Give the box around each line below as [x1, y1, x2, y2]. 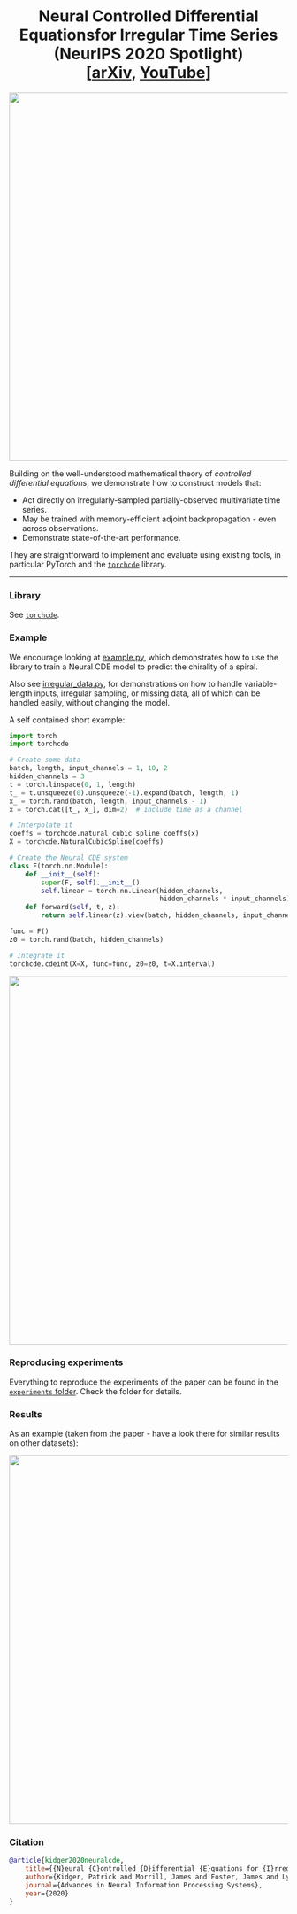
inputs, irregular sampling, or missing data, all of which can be [34, 688, 261, 698]
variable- [244, 678, 278, 689]
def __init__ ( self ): [25, 869, 101, 878]
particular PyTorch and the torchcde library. [9, 559, 167, 569]
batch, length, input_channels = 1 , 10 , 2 [9, 764, 168, 773]
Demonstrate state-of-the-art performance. [21, 532, 181, 543]
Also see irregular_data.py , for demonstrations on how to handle [9, 678, 243, 689]
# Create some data [9, 755, 81, 765]
